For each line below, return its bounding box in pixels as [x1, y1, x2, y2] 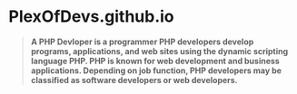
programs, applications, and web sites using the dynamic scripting [30, 45, 289, 56]
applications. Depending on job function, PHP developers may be [30, 65, 282, 76]
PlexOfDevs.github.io [8, 6, 174, 27]
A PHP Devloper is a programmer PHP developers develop [30, 36, 254, 47]
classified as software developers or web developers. [30, 74, 238, 85]
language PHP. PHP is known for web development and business [30, 55, 281, 66]
